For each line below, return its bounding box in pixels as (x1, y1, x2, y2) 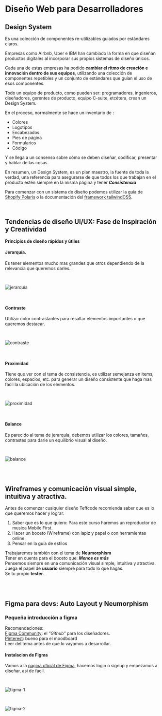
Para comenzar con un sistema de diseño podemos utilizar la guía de (5, 189, 143, 194)
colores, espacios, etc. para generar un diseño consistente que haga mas (5, 376, 152, 382)
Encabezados (12, 130, 40, 135)
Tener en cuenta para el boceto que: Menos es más (5, 555, 109, 561)
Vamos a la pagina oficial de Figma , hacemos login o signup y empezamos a (5, 663, 158, 669)
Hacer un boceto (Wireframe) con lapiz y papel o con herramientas (12, 530, 146, 536)
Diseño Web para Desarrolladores (5, 3, 144, 15)
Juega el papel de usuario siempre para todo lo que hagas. (5, 565, 124, 571)
